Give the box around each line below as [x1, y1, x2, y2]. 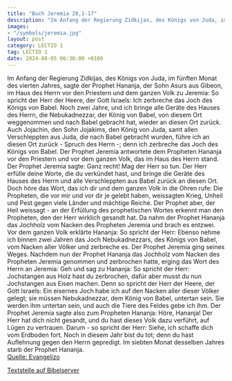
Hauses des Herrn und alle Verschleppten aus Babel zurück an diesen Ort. [7, 177, 219, 185]
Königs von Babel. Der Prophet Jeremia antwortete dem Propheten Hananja [7, 147, 222, 155]
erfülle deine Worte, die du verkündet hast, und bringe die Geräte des [7, 169, 205, 177]
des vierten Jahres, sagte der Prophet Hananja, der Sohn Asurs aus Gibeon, [7, 81, 223, 90]
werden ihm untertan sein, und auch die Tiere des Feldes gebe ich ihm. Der [7, 301, 221, 309]
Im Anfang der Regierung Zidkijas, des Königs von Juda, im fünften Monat [7, 74, 217, 82]
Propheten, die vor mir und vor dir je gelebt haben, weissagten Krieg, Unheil [7, 191, 223, 199]
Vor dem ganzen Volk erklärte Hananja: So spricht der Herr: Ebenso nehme [7, 228, 221, 236]
